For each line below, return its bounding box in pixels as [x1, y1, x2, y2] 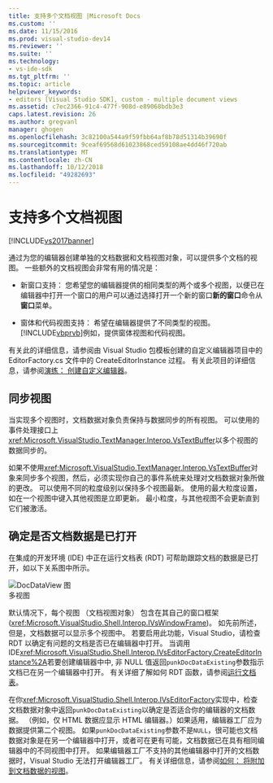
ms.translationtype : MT [8, 148, 89, 156]
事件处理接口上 [8, 425, 58, 435]
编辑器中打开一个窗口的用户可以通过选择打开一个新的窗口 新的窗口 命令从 [19, 290, 262, 300]
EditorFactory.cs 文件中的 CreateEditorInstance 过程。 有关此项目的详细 [8, 355, 249, 365]
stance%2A [8, 657, 48, 667]
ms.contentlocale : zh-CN [8, 155, 93, 164]
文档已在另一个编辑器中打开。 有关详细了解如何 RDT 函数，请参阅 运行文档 [8, 667, 257, 676]
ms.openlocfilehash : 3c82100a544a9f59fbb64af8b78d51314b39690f [8, 133, 227, 141]
